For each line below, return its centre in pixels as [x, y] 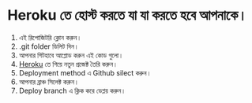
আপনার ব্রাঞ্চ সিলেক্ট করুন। [49, 82]
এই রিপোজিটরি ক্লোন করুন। [50, 37]
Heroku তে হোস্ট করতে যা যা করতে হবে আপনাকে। [128, 15]
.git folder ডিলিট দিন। [49, 46]
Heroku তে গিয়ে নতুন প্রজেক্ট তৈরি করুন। [68, 64]
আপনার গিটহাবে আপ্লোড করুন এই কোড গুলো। [71, 55]
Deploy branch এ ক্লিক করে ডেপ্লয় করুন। [72, 90]
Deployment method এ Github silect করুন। [85, 72]
